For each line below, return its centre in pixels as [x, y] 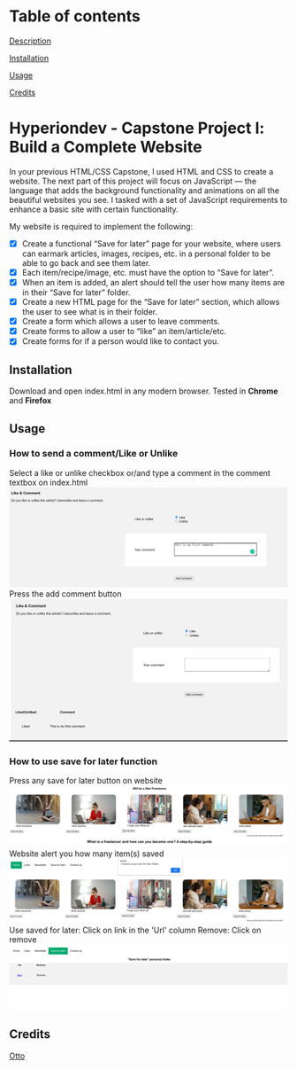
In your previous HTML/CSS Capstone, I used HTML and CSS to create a [141, 171]
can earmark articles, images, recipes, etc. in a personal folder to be [146, 254]
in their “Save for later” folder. [76, 293]
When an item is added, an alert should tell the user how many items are [153, 282]
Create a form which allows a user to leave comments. [121, 322]
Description [30, 41]
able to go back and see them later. [86, 262]
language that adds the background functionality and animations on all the [145, 190]
